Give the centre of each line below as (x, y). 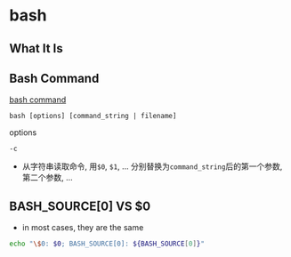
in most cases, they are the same (83, 228)
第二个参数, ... (47, 178)
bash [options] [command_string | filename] (93, 116)
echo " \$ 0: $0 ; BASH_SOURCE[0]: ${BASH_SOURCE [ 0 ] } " (107, 244)
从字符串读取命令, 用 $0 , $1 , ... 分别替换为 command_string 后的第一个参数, (152, 166)
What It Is (36, 48)
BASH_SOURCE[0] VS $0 (80, 206)
